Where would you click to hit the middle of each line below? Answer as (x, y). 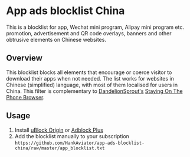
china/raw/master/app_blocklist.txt (60, 148)
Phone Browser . (25, 97)
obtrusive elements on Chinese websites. (56, 39)
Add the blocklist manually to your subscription (72, 136)
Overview (24, 58)
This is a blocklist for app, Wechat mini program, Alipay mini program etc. (95, 27)
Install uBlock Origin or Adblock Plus (59, 130)
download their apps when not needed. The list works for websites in (90, 78)
